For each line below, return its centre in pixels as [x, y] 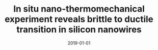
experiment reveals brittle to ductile [79, 19]
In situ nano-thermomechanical [79, 9]
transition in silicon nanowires [79, 30]
